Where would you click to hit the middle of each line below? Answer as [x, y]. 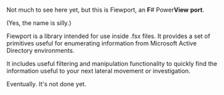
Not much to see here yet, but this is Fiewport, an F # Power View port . [105, 10]
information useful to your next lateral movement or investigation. [99, 71]
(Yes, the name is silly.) [39, 23]
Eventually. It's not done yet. [47, 84]
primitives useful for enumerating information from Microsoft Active [101, 43]
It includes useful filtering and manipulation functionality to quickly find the [112, 63]
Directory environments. [40, 51]
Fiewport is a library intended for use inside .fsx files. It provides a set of [108, 36]
